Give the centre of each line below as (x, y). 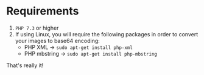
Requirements (43, 11)
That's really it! (25, 65)
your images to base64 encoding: (58, 41)
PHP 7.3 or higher (37, 28)
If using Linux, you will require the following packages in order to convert (107, 34)
